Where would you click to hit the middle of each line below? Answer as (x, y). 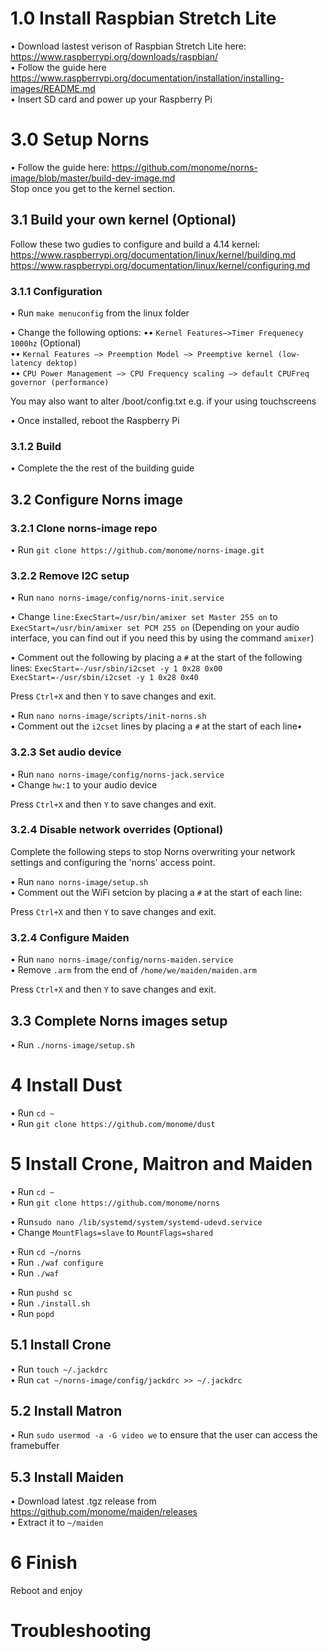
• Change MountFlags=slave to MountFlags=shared (112, 1232)
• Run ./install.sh (50, 1303)
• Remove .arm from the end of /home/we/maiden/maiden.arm (133, 970)
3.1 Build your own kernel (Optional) (123, 220)
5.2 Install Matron (66, 1411)
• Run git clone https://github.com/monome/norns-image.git (137, 549)
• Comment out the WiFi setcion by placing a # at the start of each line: (156, 892)
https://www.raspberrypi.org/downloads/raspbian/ (114, 56)
